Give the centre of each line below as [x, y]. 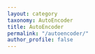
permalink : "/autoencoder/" [48, 33]
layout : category [32, 14]
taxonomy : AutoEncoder [40, 20]
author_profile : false [40, 40]
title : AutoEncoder [36, 27]
